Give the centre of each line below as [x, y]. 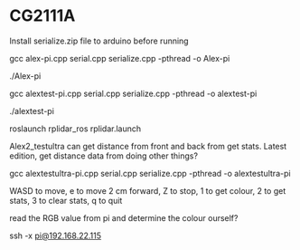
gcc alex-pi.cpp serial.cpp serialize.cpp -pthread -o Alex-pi [120, 58]
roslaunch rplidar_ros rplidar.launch [75, 129]
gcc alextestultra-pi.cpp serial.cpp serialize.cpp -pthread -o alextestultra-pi [150, 173]
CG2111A [42, 16]
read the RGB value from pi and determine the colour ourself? [124, 217]
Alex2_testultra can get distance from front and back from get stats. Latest [148, 146]
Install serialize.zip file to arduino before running [99, 41]
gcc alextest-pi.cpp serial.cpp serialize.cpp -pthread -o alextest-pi [133, 93]
